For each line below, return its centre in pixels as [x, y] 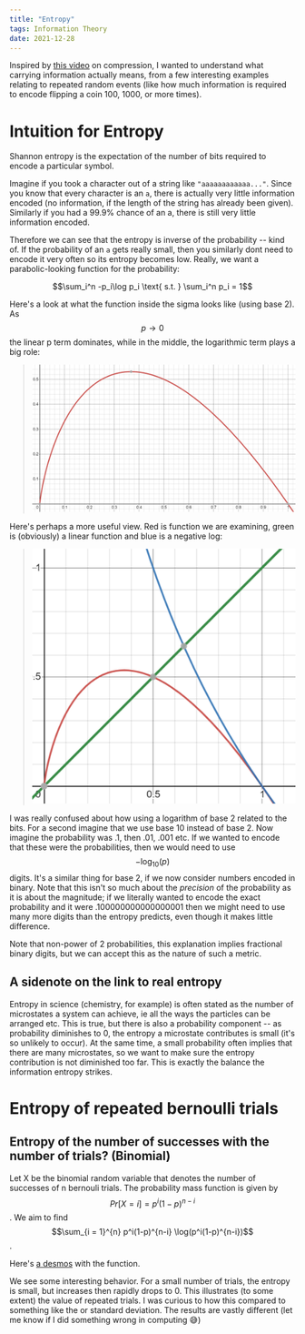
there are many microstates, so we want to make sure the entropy [132, 1052]
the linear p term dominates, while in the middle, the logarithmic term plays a [152, 342]
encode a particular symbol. [62, 166]
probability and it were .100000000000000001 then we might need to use [148, 907]
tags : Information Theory [58, 29]
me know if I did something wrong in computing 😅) [105, 1320]
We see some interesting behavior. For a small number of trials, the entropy [150, 1281]
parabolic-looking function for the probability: [94, 269]
